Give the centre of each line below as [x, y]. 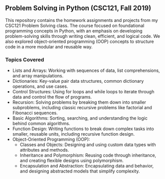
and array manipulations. [38, 76]
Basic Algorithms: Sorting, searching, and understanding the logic [80, 118]
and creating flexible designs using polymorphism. [72, 161]
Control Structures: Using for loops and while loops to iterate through [83, 92]
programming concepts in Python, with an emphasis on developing [74, 31]
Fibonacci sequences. [35, 113]
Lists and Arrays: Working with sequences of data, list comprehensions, [86, 71]
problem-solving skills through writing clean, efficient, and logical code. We [83, 36]
